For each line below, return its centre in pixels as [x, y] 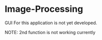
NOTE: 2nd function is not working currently [50, 32]
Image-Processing [44, 9]
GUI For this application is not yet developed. [51, 23]
